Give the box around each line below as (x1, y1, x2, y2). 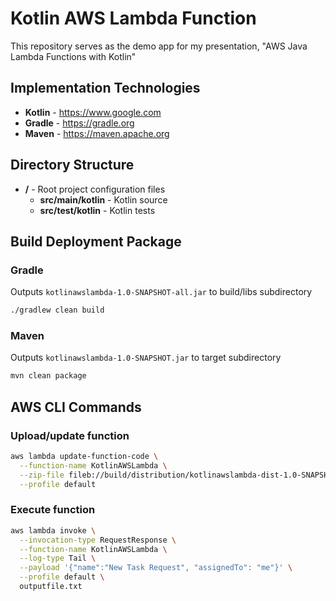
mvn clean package (10, 371, 87, 381)
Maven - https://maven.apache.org (24, 127, 170, 139)
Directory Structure (10, 157, 135, 174)
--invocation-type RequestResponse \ (19, 535, 177, 545)
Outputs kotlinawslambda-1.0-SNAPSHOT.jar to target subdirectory (10, 352, 282, 364)
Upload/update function (10, 428, 130, 442)
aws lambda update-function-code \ (10, 451, 159, 461)
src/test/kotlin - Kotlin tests (39, 204, 156, 216)
